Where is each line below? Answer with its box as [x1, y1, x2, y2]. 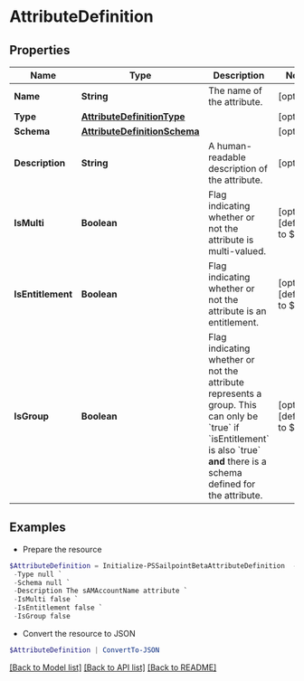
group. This [207, 399, 257, 411]
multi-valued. [207, 245, 267, 257]
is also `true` [207, 444, 261, 456]
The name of [207, 84, 262, 97]
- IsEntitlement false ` [13, 603, 103, 612]
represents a [207, 387, 262, 400]
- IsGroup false [13, 612, 71, 621]
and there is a [207, 455, 267, 468]
